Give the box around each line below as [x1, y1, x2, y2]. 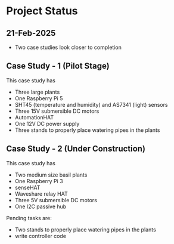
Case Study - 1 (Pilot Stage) [6, 61, 110, 71]
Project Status [6, 4, 79, 18]
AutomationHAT [14, 113, 54, 121]
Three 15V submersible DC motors [14, 107, 100, 115]
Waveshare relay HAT [14, 190, 68, 197]
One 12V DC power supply [14, 120, 80, 127]
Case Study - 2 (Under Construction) [6, 144, 146, 154]
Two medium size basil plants [14, 171, 88, 178]
